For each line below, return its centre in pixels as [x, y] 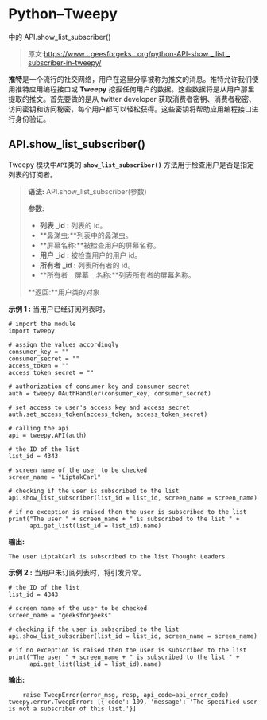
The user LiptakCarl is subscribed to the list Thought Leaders [117, 557]
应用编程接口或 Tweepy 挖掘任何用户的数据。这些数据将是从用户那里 [142, 89]
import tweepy [32, 331]
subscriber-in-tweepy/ [64, 62]
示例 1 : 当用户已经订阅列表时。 [59, 309]
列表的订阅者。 [33, 174]
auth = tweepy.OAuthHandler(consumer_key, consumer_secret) [110, 393]
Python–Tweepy [63, 14]
